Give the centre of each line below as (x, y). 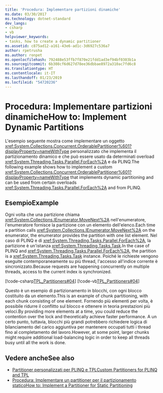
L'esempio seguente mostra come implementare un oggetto (65, 141)
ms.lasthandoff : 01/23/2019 (34, 78)
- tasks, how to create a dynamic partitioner (53, 42)
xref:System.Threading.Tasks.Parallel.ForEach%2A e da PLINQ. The (72, 161)
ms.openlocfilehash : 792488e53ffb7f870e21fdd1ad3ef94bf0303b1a (71, 60)
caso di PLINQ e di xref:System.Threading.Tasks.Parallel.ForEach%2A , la (78, 240)
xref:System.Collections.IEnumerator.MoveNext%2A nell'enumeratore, (75, 220)
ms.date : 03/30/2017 (26, 14)
